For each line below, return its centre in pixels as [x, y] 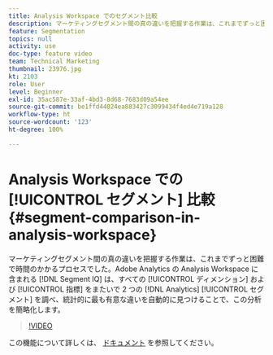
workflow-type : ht [39, 115]
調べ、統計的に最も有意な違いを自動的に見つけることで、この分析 [152, 299]
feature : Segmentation [47, 31]
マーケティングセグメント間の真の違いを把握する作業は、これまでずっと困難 [136, 258]
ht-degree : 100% [36, 129]
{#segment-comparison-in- [104, 217]
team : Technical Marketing [54, 62]
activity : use [32, 46]
